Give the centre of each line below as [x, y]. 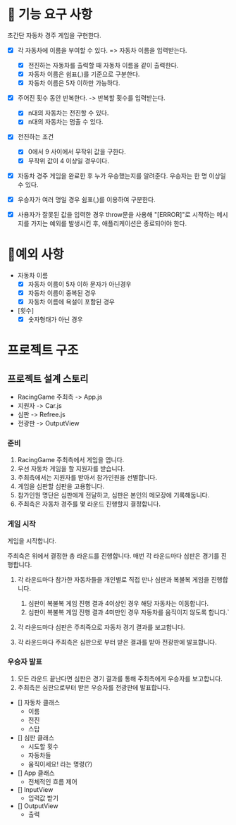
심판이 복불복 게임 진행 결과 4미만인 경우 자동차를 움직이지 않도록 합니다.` [129, 612]
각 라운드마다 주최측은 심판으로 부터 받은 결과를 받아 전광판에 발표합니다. [117, 642]
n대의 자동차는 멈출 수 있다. [66, 122]
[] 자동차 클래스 [39, 702]
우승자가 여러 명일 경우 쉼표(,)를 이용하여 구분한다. [87, 199]
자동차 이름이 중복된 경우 [62, 292]
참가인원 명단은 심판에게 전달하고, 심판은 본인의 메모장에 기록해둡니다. [113, 495]
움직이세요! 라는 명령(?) [60, 764]
